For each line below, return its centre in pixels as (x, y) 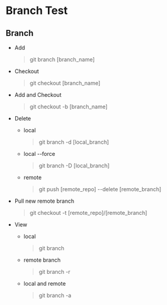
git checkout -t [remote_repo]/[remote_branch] (88, 213)
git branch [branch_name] (62, 59)
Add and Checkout (38, 95)
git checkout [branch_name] (65, 83)
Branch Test (37, 11)
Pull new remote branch (44, 201)
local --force (39, 154)
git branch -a (55, 295)
